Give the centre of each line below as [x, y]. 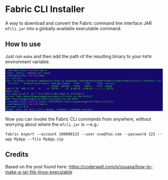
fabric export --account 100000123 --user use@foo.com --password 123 [80, 134]
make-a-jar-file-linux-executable [39, 172]
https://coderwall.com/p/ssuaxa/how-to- [111, 166]
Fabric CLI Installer [45, 9]
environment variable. [27, 62]
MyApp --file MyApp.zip [39, 139]
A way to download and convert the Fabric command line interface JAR [78, 23]
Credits [17, 155]
